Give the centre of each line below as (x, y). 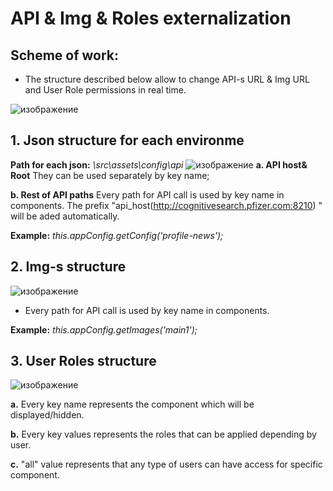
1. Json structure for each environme (127, 140)
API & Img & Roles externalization (151, 18)
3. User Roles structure (83, 361)
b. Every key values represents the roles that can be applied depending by (163, 434)
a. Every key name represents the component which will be (132, 404)
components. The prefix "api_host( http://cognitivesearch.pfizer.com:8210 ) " (166, 205)
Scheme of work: (65, 55)
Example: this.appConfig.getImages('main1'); (104, 329)
